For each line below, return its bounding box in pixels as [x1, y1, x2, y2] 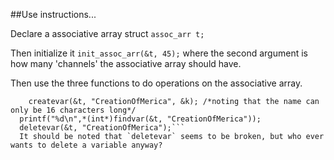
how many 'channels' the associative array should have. [10, 58, 242, 69]
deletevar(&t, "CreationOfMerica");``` [19, 123, 186, 133]
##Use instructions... [10, 9, 97, 20]
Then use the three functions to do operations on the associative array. [10, 77, 303, 89]
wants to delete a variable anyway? [10, 140, 163, 150]
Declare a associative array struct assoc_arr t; [10, 28, 205, 39]
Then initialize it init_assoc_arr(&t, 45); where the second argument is [10, 47, 308, 59]
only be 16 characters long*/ [10, 105, 137, 115]
